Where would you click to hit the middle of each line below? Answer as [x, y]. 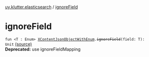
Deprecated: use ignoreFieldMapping [43, 49]
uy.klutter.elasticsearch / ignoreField [41, 7]
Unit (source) [19, 44]
